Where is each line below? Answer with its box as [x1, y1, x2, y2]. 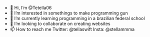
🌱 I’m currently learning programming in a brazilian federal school [9, 15, 145, 21]
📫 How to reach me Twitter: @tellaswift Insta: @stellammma [9, 26, 135, 32]
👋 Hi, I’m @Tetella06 [9, 5, 52, 10]
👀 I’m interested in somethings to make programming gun [9, 10, 128, 16]
